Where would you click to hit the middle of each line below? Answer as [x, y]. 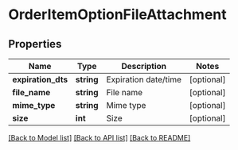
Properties [35, 44]
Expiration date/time [144, 79]
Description [144, 66]
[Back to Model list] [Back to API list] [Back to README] [99, 138]
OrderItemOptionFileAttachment [117, 15]
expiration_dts [40, 79]
